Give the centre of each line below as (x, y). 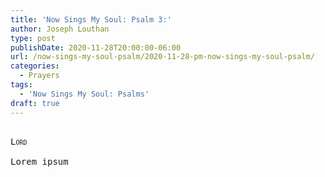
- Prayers (39, 76)
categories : (35, 66)
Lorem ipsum (39, 161)
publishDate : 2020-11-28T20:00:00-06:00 (96, 47)
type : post (33, 38)
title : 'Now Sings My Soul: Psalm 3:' (91, 19)
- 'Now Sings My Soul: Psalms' (84, 94)
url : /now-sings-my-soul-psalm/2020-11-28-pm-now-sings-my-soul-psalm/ (162, 57)
